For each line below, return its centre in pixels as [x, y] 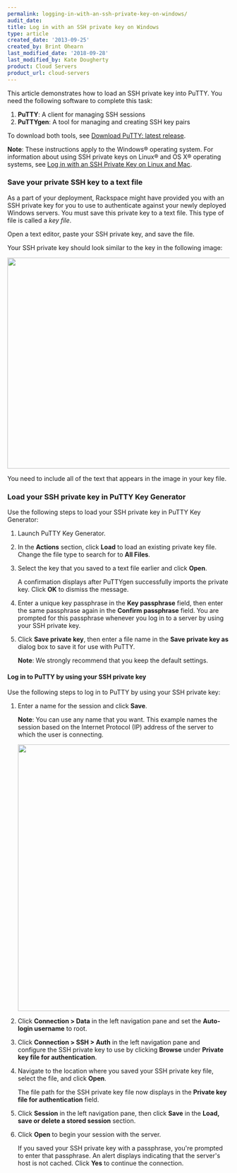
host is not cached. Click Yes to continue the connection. [101, 1163]
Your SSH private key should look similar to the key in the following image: [115, 247]
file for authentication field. [58, 1100]
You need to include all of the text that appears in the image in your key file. [117, 478]
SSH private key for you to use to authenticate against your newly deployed [117, 205]
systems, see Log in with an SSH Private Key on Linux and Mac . [100, 164]
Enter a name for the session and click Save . [82, 706]
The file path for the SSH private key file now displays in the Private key [122, 1092]
